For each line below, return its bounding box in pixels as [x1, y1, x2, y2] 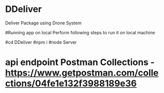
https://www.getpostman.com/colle [5, 67, 159, 79]
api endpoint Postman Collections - [5, 57, 155, 68]
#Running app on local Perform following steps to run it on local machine [5, 29, 155, 35]
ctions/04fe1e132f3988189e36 [5, 78, 137, 89]
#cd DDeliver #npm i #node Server [5, 39, 77, 45]
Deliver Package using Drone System [5, 20, 81, 26]
